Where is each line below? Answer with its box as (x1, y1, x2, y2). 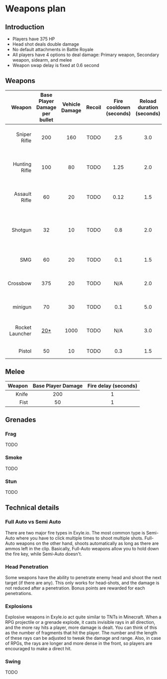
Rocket (15, 324, 32, 331)
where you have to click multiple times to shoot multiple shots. (15, 535, 144, 541)
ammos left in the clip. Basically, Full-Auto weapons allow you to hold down (5, 545, 159, 551)
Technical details (5, 504, 60, 512)
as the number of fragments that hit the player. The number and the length (5, 630, 158, 636)
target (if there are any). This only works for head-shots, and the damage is (5, 580, 160, 586)
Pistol (18, 347, 32, 354)
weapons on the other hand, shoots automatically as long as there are (15, 540, 159, 546)
